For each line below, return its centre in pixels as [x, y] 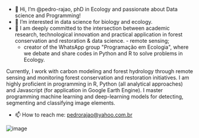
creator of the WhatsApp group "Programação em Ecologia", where [106, 47]
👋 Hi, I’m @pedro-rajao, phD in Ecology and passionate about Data [96, 9]
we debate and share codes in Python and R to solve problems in [103, 53]
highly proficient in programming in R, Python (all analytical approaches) [94, 84]
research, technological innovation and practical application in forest [99, 34]
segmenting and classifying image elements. [61, 103]
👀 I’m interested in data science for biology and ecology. [83, 22]
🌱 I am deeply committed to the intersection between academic [92, 28]
